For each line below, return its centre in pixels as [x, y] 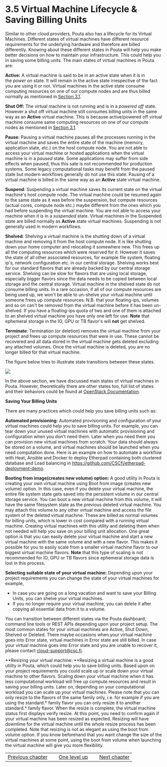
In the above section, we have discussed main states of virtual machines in [82, 380]
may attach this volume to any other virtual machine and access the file [79, 510]
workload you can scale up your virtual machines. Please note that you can [82, 692]
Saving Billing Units [46, 20]
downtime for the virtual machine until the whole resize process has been [81, 724]
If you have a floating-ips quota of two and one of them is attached [92, 310]
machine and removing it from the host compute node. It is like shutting [78, 241]
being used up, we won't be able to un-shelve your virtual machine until [79, 294]
